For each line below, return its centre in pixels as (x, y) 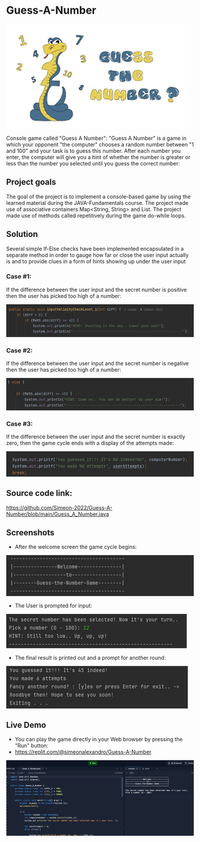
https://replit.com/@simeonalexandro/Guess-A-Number (83, 752)
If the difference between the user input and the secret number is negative (98, 363)
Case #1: (19, 276)
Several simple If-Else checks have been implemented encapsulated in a (95, 248)
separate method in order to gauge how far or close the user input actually (98, 255)
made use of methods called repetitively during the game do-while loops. (96, 216)
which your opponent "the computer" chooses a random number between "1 (100, 144)
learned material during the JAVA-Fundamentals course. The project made (97, 202)
